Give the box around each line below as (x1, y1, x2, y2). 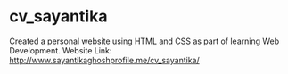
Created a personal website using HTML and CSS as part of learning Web (9, 36, 280, 46)
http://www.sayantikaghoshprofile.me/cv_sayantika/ (9, 54, 200, 65)
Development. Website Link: (9, 45, 112, 55)
